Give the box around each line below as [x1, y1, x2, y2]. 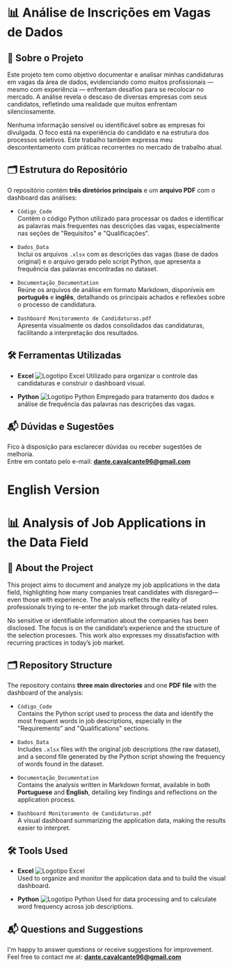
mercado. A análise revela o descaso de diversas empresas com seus [7, 92, 207, 101]
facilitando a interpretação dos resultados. [17, 328, 139, 337]
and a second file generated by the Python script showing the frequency [17, 752, 225, 761]
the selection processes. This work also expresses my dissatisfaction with [7, 631, 220, 639]
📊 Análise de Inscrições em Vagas [7, 5, 211, 21]
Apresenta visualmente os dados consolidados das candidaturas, [17, 321, 205, 330]
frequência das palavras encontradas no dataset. [17, 264, 159, 273]
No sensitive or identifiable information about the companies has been [7, 616, 209, 624]
